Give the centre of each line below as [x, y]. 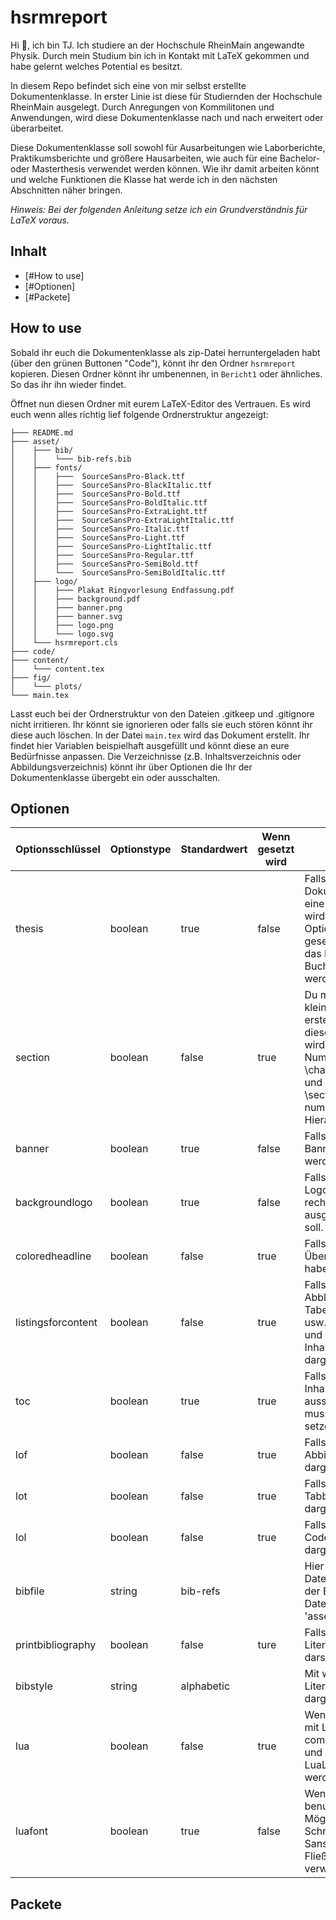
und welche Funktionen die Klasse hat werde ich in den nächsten [144, 179]
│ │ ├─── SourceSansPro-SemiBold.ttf [104, 564]
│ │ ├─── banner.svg [66, 616]
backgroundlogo [54, 1203]
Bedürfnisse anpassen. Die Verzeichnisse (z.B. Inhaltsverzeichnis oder [156, 756]
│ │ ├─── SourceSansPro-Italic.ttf [100, 529]
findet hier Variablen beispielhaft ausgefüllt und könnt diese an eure [150, 745]
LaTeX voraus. [40, 220]
